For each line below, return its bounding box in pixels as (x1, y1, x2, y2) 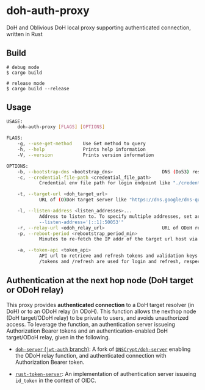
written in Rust (6, 30, 43, 37)
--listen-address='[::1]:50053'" (38, 219, 124, 225)
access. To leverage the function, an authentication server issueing (6, 320, 176, 328)
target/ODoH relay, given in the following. (6, 333, 110, 341)
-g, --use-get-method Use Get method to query (17, 141, 146, 147)
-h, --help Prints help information (17, 146, 146, 153)
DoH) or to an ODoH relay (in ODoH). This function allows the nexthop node (6, 308, 196, 315)
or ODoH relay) (6, 285, 64, 295)
